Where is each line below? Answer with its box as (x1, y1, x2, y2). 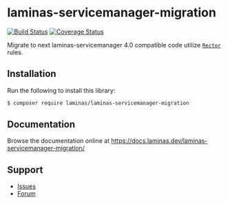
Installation (7, 68, 56, 80)
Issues (17, 182, 37, 190)
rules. (7, 48, 23, 56)
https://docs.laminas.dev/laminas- (111, 137, 208, 145)
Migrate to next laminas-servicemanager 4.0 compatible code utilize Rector (7, 41, 222, 49)
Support (7, 163, 43, 176)
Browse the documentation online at (7, 137, 110, 145)
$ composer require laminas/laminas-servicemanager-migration (7, 100, 189, 106)
